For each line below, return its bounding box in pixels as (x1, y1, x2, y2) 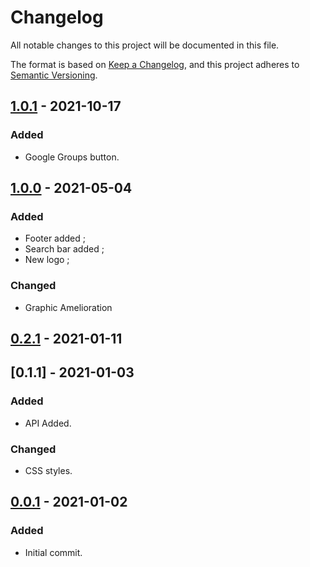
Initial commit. (24, 546, 83, 558)
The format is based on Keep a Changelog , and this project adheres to (10, 58, 300, 70)
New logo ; (24, 254, 70, 266)
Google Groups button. (24, 151, 120, 163)
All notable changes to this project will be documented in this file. (10, 39, 280, 51)
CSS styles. (24, 464, 73, 476)
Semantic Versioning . (10, 69, 98, 81)
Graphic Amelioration (24, 301, 113, 313)
